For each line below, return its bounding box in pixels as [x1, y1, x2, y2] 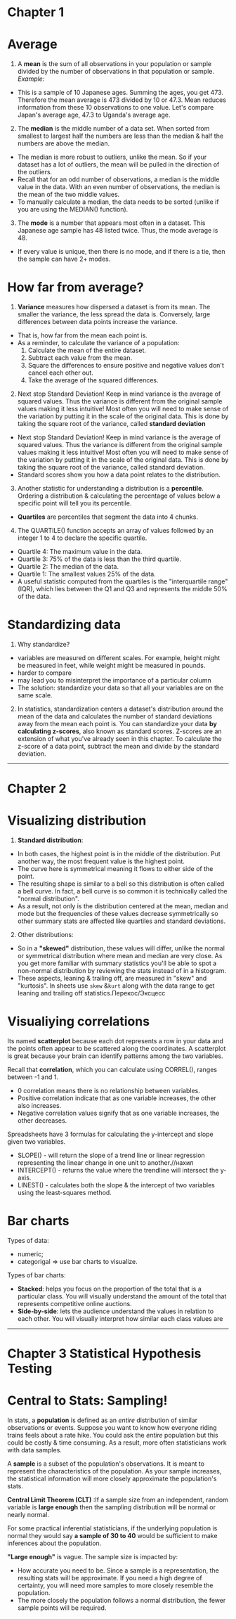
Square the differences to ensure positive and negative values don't [27, 361, 225, 370]
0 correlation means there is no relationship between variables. [17, 1087, 200, 1095]
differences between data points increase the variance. [17, 318, 178, 326]
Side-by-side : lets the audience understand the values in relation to [17, 1307, 214, 1315]
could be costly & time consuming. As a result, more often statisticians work [7, 1438, 227, 1447]
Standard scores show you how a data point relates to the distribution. [17, 470, 221, 479]
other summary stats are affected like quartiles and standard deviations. [17, 917, 226, 925]
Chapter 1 [7, 4, 65, 20]
